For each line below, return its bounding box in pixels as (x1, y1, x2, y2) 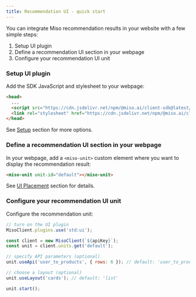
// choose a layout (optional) (6, 270, 82, 276)
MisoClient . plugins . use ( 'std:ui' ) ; (6, 227, 93, 233)
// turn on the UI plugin (6, 221, 69, 227)
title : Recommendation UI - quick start (6, 8, 106, 15)
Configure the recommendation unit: (6, 210, 93, 217)
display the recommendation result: (6, 161, 92, 168)
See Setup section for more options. (6, 127, 93, 134)
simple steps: (6, 30, 38, 38)
